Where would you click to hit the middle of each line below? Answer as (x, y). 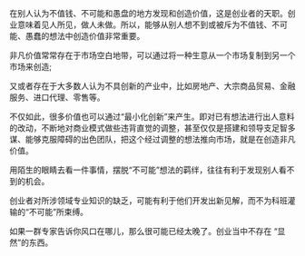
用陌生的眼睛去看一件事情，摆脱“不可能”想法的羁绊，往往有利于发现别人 (144, 170)
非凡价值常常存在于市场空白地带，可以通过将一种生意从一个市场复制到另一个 (152, 55)
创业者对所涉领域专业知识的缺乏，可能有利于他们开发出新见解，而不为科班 (148, 201)
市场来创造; (31, 67)
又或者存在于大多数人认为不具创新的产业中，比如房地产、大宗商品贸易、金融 (152, 86)
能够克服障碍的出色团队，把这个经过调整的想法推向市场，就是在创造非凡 (160, 139)
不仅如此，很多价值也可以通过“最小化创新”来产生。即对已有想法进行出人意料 (152, 117)
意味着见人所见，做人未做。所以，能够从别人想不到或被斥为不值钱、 (144, 25)
